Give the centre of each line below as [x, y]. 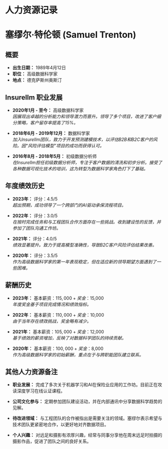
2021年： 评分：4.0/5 [35, 238]
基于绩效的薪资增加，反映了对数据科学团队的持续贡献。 [69, 338]
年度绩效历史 [25, 186]
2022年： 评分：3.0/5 [35, 216]
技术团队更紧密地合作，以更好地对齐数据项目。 [60, 425]
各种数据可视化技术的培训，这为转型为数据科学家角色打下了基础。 [80, 169]
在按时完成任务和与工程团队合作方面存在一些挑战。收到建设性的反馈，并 [86, 222]
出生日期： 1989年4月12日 [39, 68]
